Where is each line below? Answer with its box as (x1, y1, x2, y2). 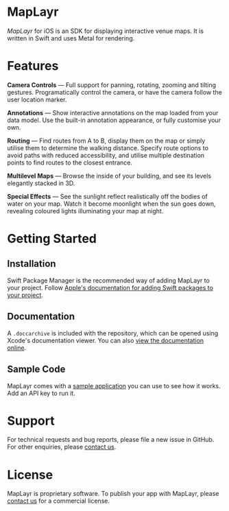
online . (7, 344, 26, 352)
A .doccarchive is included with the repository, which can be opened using (7, 329, 219, 337)
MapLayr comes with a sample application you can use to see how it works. (7, 381, 221, 390)
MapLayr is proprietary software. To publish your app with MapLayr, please (7, 490, 219, 498)
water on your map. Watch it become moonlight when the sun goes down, (7, 200, 216, 208)
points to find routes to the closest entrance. (7, 158, 132, 167)
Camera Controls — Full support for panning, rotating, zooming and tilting (7, 80, 217, 89)
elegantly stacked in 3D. (7, 179, 75, 187)
